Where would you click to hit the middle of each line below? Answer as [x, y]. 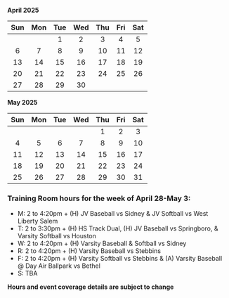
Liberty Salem [38, 221]
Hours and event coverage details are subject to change [91, 287]
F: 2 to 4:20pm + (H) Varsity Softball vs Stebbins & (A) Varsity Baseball [120, 259]
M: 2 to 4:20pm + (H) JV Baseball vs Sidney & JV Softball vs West [113, 214]
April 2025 [23, 10]
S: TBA [27, 273]
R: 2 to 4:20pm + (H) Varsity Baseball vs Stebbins [89, 251]
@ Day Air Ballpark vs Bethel [59, 266]
